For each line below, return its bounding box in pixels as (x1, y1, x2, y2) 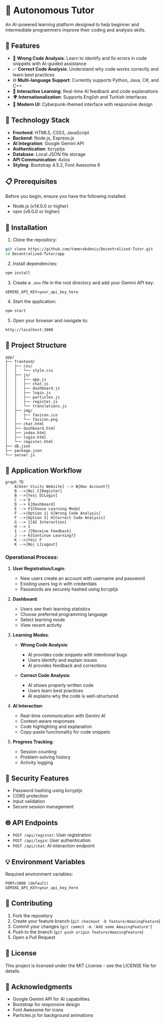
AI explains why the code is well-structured (27, 693, 118, 699)
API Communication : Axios (12, 156, 70, 162)
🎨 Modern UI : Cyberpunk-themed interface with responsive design (12, 101, 153, 107)
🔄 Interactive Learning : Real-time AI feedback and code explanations (12, 88, 158, 94)
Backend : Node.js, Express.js (12, 135, 75, 141)
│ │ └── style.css (5, 368, 53, 373)
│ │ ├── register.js (5, 399, 58, 404)
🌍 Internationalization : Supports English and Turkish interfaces (12, 94, 147, 100)
